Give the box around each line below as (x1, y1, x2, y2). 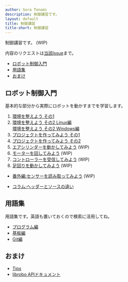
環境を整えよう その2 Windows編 (12, 125, 80, 131)
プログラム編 (12, 224, 38, 230)
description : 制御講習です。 (5, 12, 60, 17)
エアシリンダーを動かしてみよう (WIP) (12, 144, 90, 150)
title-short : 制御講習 (5, 26, 49, 31)
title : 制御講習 (5, 21, 35, 26)
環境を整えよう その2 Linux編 (12, 119, 72, 125)
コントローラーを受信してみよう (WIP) (12, 156, 90, 162)
